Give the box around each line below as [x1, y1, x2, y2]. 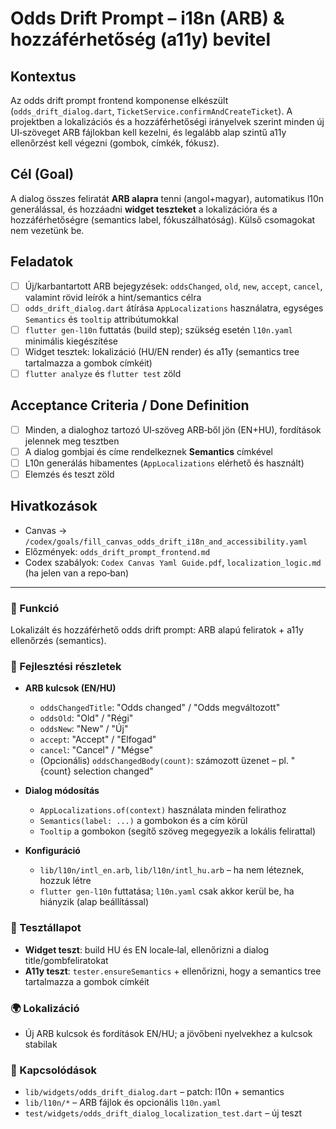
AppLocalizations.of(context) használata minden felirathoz [39, 804, 287, 816]
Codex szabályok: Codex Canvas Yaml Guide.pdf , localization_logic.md [24, 556, 322, 568]
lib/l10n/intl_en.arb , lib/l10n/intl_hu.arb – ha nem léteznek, [39, 864, 305, 876]
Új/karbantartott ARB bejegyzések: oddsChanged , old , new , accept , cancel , [24, 280, 323, 292]
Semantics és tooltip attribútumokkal [24, 313, 179, 325]
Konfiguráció [24, 845, 81, 857]
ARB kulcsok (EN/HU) [24, 682, 117, 694]
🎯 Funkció [10, 601, 60, 615]
